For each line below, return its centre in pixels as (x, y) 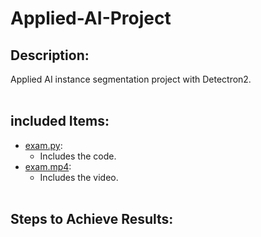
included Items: (60, 121)
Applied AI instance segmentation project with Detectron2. (131, 79)
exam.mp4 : (48, 166)
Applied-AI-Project (91, 18)
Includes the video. (79, 177)
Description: (50, 55)
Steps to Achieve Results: (92, 219)
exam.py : (43, 145)
